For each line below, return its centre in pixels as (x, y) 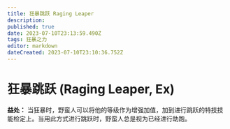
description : (26, 20)
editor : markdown (33, 46)
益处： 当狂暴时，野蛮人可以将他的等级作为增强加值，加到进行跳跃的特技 (112, 109)
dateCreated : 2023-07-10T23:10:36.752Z (65, 53)
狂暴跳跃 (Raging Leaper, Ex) (91, 90)
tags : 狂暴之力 (27, 40)
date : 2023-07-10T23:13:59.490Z (54, 33)
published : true (31, 26)
